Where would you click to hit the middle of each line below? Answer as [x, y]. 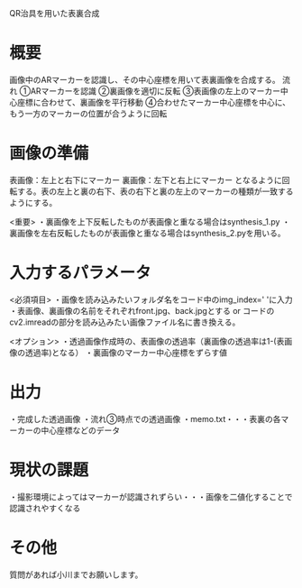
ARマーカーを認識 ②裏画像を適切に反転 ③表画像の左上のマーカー [156, 91]
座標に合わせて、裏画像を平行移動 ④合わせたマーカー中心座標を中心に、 [154, 102]
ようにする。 [33, 202]
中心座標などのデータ [80, 430]
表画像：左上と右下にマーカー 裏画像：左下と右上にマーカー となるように [146, 179]
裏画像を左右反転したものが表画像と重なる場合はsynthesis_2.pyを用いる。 [147, 233]
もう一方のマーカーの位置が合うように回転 [88, 113]
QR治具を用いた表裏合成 [55, 13]
